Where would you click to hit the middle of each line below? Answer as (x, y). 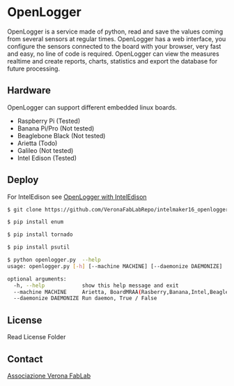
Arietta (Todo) (37, 143)
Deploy (23, 180)
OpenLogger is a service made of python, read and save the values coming (115, 31)
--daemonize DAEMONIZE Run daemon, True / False (85, 298)
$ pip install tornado (40, 235)
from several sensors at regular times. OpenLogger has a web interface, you (117, 38)
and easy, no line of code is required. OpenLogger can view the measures (113, 54)
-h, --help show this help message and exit (96, 285)
